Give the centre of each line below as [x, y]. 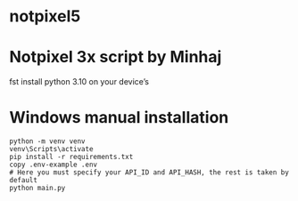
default [24, 181]
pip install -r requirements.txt [71, 157]
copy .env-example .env [54, 165]
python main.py [37, 189]
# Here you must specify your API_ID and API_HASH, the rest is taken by [149, 173]
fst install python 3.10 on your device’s [79, 82]
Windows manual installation [119, 118]
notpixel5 [45, 16]
